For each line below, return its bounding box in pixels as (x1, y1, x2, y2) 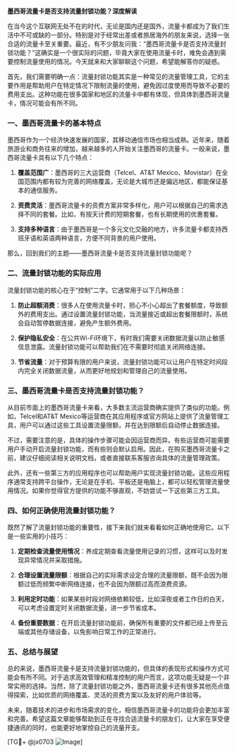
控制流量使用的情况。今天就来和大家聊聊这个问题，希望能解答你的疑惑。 (13, 57, 224, 66)
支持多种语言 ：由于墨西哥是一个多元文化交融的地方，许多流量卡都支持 (17, 225, 222, 234)
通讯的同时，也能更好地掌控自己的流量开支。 (13, 723, 143, 732)
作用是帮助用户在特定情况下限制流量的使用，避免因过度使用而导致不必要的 (13, 81, 230, 89)
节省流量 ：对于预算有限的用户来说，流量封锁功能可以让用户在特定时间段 (17, 357, 228, 366)
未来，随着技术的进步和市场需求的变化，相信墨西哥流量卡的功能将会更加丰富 (7, 706, 230, 714)
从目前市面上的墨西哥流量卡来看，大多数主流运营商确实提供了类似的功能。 (7, 403, 224, 411)
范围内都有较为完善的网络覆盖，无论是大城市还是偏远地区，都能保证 (23, 177, 222, 186)
